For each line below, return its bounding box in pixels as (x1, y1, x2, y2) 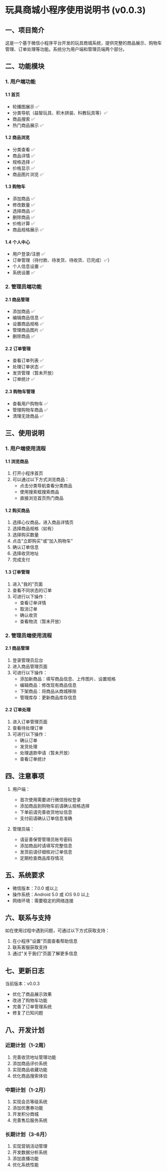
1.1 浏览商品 (5, 458, 29, 464)
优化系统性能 (12, 1162, 39, 1168)
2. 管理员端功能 (5, 283, 42, 290)
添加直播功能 (12, 1156, 39, 1162)
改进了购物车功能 (12, 998, 48, 1004)
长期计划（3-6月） (5, 1131, 50, 1138)
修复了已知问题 (12, 1010, 43, 1016)
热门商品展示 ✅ (12, 122, 44, 128)
